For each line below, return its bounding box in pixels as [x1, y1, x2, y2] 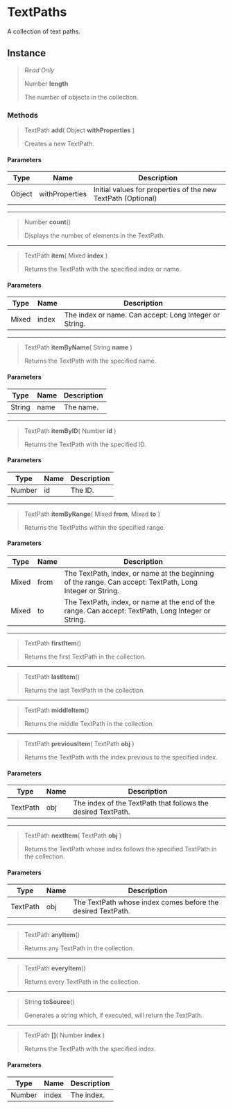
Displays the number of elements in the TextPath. [24, 231, 165, 240]
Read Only [24, 65, 55, 74]
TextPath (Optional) [93, 194, 157, 203]
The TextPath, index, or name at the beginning [64, 569, 214, 579]
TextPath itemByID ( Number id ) [24, 426, 116, 435]
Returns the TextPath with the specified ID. [24, 440, 147, 448]
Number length [24, 79, 69, 88]
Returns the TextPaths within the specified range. [24, 523, 166, 531]
